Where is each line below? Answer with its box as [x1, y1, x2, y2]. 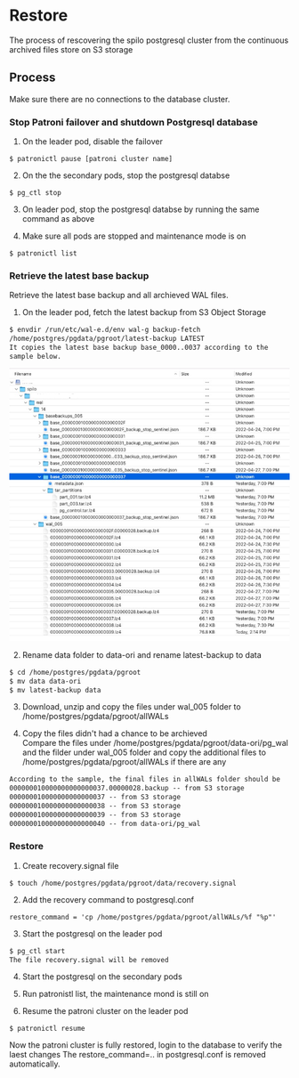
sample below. [9, 353, 62, 361]
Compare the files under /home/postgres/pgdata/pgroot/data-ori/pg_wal [21, 738, 289, 749]
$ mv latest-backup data [9, 686, 101, 695]
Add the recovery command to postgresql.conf [21, 894, 195, 904]
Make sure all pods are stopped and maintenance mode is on [21, 231, 246, 241]
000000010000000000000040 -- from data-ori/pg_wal [9, 820, 201, 829]
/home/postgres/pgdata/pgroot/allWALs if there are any [21, 757, 227, 767]
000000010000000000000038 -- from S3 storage [9, 802, 181, 811]
